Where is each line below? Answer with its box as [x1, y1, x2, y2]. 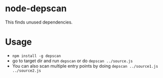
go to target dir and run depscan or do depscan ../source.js [12, 57, 133, 64]
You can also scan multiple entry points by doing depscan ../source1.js [12, 63, 159, 69]
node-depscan [5, 3, 67, 14]
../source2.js [12, 68, 41, 73]
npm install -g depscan [12, 53, 61, 58]
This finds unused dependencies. [5, 19, 73, 25]
